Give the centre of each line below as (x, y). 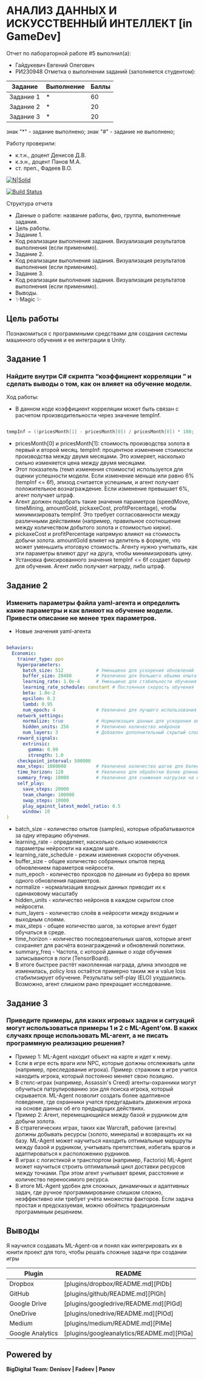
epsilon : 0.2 (39, 698)
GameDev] (34, 36)
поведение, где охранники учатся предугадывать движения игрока (103, 1102)
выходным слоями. (40, 920)
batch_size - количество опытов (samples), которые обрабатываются (105, 829)
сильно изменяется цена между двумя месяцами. (81, 463)
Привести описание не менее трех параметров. (81, 618)
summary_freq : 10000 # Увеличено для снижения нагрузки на (106, 778)
